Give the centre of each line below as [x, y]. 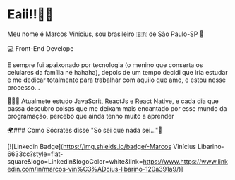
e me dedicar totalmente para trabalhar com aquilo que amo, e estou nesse [116, 80]
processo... [24, 87]
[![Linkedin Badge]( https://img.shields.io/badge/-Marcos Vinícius [102, 146]
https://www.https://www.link [185, 161]
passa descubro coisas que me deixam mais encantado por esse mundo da [117, 108]
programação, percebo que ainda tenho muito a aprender [91, 116]
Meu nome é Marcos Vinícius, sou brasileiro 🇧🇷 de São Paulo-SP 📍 [106, 34]
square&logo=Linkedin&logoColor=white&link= [75, 161]
